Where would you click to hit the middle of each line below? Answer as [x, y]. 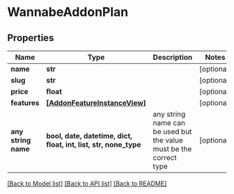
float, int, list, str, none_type [94, 145]
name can [169, 123]
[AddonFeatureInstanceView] [96, 103]
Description [173, 57]
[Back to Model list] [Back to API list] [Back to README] [87, 184]
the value [168, 140]
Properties [31, 38]
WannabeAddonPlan [68, 12]
